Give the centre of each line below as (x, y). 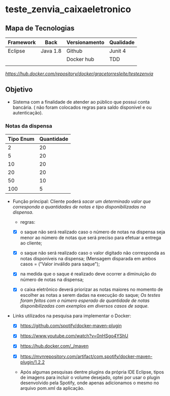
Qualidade (122, 42)
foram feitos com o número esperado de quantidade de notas (85, 300)
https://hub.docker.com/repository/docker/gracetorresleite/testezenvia (79, 74)
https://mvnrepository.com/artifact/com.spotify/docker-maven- (86, 356)
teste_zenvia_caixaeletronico (68, 9)
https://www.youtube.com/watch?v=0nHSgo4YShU (74, 336)
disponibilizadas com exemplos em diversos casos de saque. (84, 306)
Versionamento (85, 42)
